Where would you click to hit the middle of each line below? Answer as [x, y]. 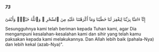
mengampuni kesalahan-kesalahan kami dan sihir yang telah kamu [73, 34]
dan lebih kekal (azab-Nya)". [34, 44]
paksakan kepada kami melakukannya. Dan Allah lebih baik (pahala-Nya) [79, 39]
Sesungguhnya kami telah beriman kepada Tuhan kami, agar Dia [71, 28]
